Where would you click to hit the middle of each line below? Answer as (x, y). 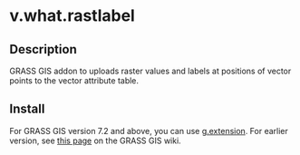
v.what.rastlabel (73, 16)
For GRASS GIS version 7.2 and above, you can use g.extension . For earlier (149, 131)
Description (43, 49)
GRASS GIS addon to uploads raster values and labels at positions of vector (150, 71)
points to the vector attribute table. (74, 81)
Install (27, 109)
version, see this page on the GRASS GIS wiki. (95, 140)
